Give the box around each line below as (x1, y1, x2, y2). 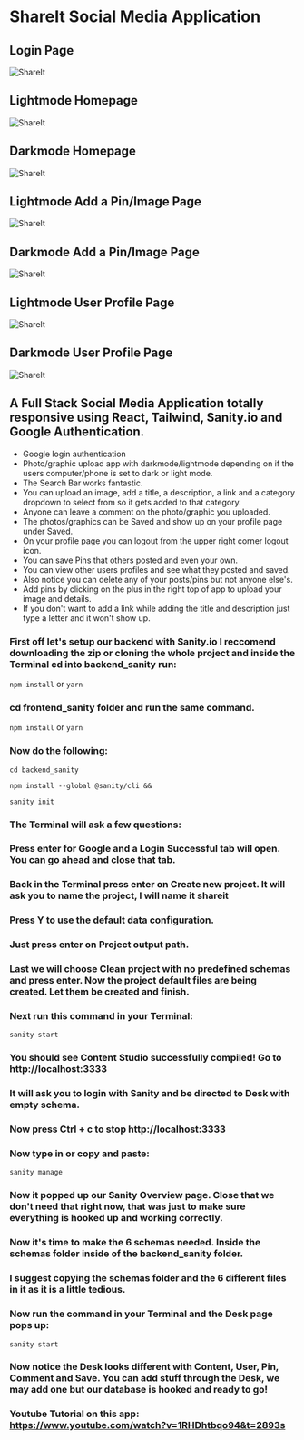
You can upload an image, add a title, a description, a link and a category (22, 486, 296, 497)
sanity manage (9, 1168, 64, 1177)
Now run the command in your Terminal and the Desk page (9, 1307, 274, 1320)
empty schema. (9, 1098, 80, 1111)
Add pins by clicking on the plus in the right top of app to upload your (22, 584, 282, 595)
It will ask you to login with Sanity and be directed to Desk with (9, 1087, 290, 1100)
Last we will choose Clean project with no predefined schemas (9, 963, 291, 975)
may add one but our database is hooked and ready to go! (9, 1384, 269, 1396)
